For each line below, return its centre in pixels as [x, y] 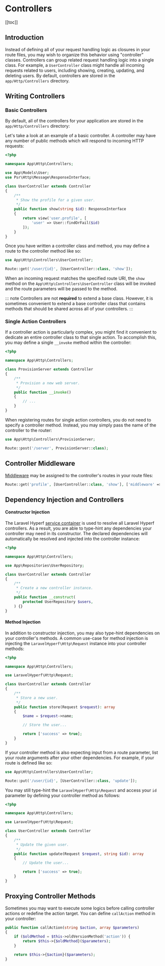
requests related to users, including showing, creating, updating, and [75, 70]
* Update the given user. [42, 845]
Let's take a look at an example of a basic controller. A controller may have [81, 136]
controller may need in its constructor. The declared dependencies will [77, 534]
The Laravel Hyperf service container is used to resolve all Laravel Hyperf [80, 523]
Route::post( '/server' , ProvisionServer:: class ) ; [57, 448]
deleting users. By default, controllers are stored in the [60, 75]
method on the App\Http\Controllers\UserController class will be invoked [81, 284]
